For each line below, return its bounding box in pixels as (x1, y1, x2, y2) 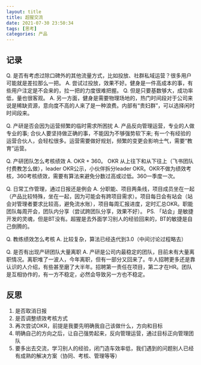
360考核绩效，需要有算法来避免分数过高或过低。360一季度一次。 (16, 172, 179, 179)
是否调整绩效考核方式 (14, 315, 68, 322)
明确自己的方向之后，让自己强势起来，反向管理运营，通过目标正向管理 (14, 330, 189, 337)
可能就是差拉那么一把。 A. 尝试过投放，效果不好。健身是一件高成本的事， (6, 79, 188, 86)
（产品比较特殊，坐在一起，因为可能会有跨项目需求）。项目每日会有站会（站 (6, 193, 193, 200)
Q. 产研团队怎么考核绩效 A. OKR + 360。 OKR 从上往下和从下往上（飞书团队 (6, 157, 194, 164)
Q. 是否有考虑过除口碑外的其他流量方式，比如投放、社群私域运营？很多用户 (6, 71, 192, 79)
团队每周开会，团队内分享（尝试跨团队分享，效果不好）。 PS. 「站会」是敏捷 (6, 208, 194, 215)
